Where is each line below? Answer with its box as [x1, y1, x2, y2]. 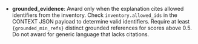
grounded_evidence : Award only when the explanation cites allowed [12, 5, 184, 12]
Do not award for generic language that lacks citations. [12, 31, 150, 38]
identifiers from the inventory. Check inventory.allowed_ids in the [12, 11, 177, 19]
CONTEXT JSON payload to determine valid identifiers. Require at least [12, 18, 190, 25]
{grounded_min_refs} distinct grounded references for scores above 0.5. [12, 24, 192, 31]
